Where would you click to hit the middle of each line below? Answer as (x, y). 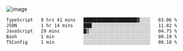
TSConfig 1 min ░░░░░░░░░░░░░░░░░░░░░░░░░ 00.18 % (92, 42)
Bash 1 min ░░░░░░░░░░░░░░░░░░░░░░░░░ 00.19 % (92, 36)
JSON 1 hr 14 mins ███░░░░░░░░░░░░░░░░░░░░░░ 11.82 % (92, 26)
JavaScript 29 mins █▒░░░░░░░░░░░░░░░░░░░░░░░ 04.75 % (92, 31)
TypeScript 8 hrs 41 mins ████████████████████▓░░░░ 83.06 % (92, 20)
